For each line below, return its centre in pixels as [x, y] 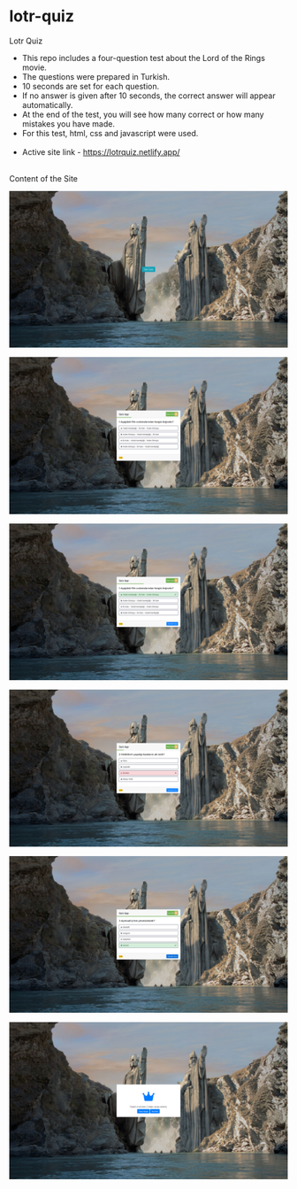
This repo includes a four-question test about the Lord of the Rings [143, 58]
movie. [34, 67]
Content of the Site [43, 178]
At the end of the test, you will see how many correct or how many [143, 114]
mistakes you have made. [68, 124]
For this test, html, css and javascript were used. [110, 133]
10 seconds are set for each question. [91, 86]
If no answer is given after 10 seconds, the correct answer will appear [148, 96]
